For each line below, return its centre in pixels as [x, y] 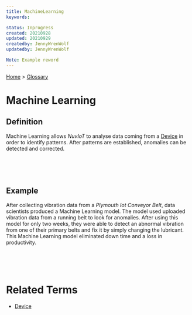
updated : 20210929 [28, 39]
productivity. [21, 242]
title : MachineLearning [35, 11]
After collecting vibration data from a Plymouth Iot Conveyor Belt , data [91, 205]
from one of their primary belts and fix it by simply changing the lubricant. [95, 230]
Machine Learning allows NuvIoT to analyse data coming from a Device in [95, 136]
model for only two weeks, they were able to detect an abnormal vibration [95, 223]
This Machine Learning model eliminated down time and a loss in [84, 236]
